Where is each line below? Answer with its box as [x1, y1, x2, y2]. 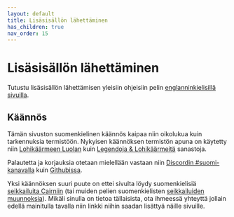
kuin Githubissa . [36, 166, 83, 174]
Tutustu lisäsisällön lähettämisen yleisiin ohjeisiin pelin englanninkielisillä [7, 84, 216, 92]
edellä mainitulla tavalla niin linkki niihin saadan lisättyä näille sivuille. [7, 202, 205, 210]
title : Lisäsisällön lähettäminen [7, 17, 109, 24]
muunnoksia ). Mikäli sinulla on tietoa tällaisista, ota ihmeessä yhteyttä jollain [7, 195, 226, 202]
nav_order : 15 [7, 29, 49, 37]
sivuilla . [7, 91, 29, 99]
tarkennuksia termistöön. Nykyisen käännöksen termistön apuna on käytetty [7, 138, 228, 145]
